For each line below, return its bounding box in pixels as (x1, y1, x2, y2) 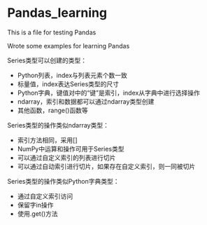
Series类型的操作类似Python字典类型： (7, 177, 120, 185)
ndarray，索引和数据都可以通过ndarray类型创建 (17, 97, 155, 106)
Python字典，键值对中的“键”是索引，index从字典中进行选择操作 (17, 88, 201, 97)
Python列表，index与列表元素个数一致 (17, 71, 128, 79)
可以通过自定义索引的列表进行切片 (17, 153, 116, 162)
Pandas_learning (7, 5, 107, 21)
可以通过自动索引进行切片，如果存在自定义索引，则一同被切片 (17, 162, 196, 170)
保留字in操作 (17, 200, 54, 209)
